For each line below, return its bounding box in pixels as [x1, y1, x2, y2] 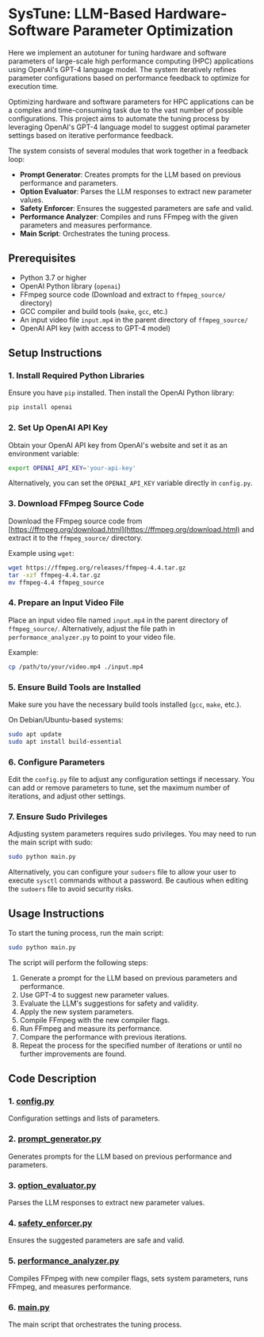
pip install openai [8, 404, 73, 412]
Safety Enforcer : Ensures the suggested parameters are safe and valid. [19, 203, 254, 213]
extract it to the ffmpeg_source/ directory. [8, 533, 143, 542]
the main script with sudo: [8, 837, 94, 847]
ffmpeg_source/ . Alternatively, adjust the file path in [8, 623, 176, 633]
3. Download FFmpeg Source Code [8, 498, 144, 509]
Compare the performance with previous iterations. [19, 1032, 188, 1041]
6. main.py [8, 1301, 50, 1312]
